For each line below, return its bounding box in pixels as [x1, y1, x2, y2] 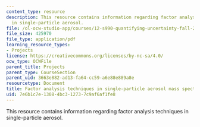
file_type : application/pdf [6, 36, 76, 42]
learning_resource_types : [6, 42, 70, 48]
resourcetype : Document [6, 81, 65, 87]
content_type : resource [6, 8, 65, 15]
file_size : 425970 [6, 31, 52, 37]
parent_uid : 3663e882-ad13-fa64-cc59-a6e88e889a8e [6, 75, 135, 81]
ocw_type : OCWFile [6, 58, 52, 64]
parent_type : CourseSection [6, 69, 76, 75]
